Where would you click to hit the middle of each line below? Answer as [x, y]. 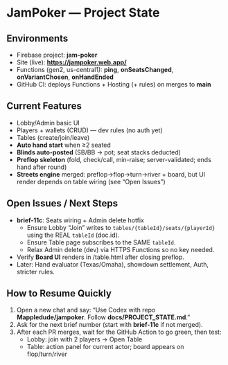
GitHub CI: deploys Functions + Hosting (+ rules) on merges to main [114, 84]
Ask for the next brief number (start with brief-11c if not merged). [109, 325]
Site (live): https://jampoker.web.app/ [71, 62]
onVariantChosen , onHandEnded [65, 77]
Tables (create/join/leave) [53, 137]
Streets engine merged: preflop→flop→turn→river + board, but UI [111, 174]
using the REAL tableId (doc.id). [73, 235]
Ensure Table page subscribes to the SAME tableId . [101, 242]
